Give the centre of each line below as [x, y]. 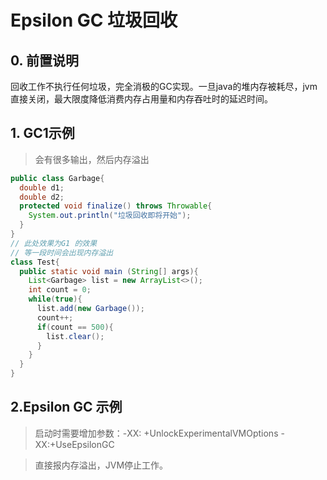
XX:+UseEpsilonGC [74, 444]
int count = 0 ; [60, 290]
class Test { [35, 262]
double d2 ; [42, 197]
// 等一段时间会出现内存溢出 [62, 252]
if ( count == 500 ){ [75, 327]
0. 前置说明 [44, 60]
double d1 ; [42, 187]
